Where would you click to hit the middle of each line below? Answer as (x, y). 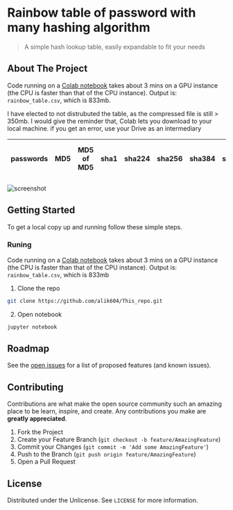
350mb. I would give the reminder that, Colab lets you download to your (110, 121)
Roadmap (28, 348)
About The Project (48, 68)
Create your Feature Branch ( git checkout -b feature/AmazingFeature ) (119, 440)
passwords (29, 158)
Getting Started (41, 210)
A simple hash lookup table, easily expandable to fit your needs (115, 47)
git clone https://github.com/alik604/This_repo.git (85, 301)
